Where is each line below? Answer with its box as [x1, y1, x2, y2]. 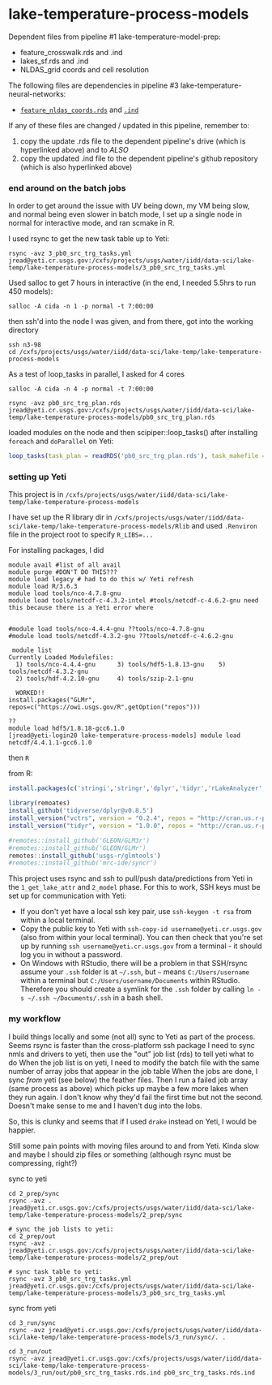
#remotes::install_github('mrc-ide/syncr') [8, 859, 158, 867]
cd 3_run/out [8, 1347, 53, 1356]
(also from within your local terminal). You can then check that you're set [19, 933, 263, 943]
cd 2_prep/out [8, 1232, 57, 1240]
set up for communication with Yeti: [8, 891, 127, 901]
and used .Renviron [191, 521, 257, 531]
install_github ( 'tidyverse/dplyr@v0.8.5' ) [8, 807, 154, 815]
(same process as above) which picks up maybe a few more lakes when [8, 1083, 249, 1093]
